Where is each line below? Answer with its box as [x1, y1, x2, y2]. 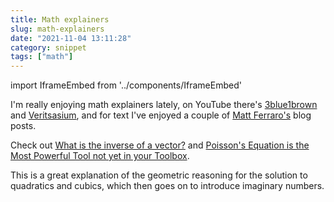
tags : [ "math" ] [10, 52, 74, 62]
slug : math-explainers [10, 24, 105, 34]
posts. [10, 120, 37, 132]
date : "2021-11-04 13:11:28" [10, 33, 132, 43]
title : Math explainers [10, 14, 110, 25]
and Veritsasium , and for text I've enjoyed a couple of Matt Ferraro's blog [10, 109, 312, 121]
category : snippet [10, 42, 87, 53]
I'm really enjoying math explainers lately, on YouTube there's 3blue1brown [10, 99, 318, 111]
